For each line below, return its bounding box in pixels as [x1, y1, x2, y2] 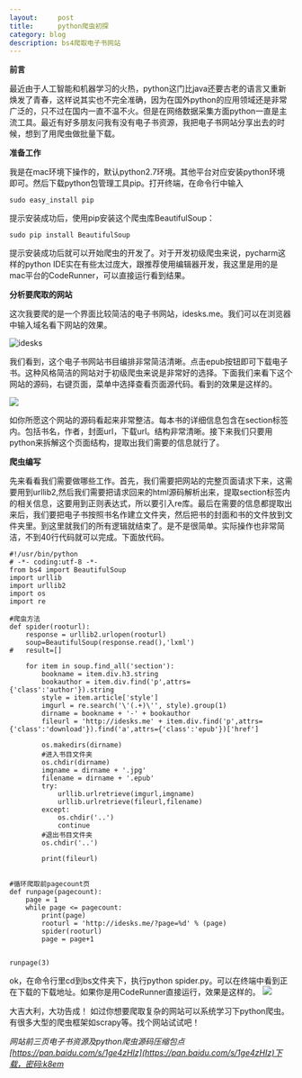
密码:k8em [24, 1059, 65, 1070]
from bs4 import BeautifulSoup [9, 566, 127, 575]
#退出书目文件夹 [41, 830, 93, 840]
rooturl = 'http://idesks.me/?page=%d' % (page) [41, 919, 227, 929]
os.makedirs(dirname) [41, 740, 123, 750]
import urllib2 [9, 582, 67, 591]
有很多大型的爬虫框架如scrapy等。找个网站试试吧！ [9, 1017, 200, 1028]
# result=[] [9, 646, 63, 656]
